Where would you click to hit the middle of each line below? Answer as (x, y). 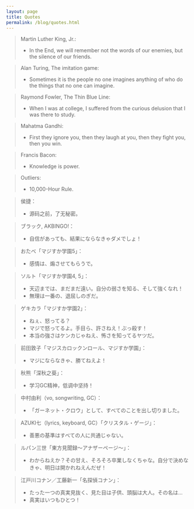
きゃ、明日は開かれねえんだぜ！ (68, 468)
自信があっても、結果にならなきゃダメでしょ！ (85, 239)
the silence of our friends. (60, 57)
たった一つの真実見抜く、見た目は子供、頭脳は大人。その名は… (106, 493)
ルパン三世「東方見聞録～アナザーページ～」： (76, 448)
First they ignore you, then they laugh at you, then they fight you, (107, 137)
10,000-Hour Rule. (51, 189)
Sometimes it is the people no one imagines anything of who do (106, 79)
